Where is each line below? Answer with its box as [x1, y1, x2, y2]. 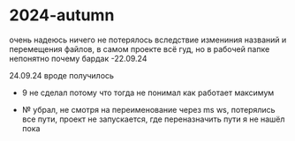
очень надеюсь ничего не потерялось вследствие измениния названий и [9, 34, 287, 45]
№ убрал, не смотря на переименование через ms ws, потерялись [21, 104, 276, 115]
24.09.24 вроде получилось [9, 70, 115, 80]
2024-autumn [9, 5, 115, 26]
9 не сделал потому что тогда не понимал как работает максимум [21, 87, 275, 98]
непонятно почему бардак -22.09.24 [9, 53, 147, 63]
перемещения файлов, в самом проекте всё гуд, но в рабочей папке [9, 43, 270, 54]
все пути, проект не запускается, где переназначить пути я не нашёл [21, 114, 285, 124]
